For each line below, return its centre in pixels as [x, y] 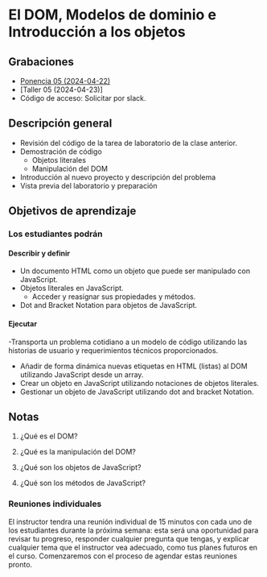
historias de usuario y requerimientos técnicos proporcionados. [113, 350]
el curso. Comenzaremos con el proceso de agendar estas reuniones [123, 556]
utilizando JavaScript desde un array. [82, 374]
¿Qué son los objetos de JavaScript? [80, 467]
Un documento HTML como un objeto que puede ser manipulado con [135, 271]
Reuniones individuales [55, 504]
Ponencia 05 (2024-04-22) [65, 81]
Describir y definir [39, 253]
